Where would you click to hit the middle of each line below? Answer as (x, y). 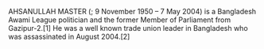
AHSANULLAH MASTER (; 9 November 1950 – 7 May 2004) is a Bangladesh (132, 11)
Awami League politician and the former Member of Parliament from (120, 20)
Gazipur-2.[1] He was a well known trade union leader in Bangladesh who (128, 28)
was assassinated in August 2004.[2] (69, 36)
